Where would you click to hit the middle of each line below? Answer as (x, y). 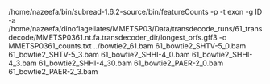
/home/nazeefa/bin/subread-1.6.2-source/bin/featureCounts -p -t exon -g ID (135, 12)
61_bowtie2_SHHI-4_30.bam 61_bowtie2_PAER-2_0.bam (131, 63)
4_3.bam (23, 63)
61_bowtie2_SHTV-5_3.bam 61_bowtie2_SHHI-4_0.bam (100, 55)
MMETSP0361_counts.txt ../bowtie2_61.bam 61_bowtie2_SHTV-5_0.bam (127, 46)
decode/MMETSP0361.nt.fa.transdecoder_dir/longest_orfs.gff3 (113, 37)
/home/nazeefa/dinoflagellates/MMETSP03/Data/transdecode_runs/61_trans (135, 29)
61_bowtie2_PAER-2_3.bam (53, 71)
